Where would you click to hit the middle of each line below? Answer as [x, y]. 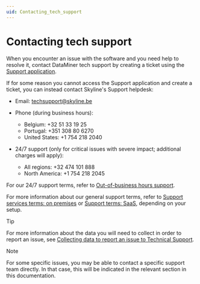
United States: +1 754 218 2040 [63, 137]
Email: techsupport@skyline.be [53, 101]
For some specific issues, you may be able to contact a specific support [95, 262]
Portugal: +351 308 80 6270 [59, 131]
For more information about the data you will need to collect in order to [94, 233]
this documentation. [31, 276]
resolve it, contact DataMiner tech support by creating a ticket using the [95, 65]
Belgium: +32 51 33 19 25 [55, 124]
